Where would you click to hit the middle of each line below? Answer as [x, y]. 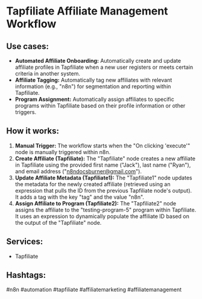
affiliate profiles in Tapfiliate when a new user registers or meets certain [104, 67]
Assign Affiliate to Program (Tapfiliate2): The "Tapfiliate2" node [96, 203]
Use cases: [28, 46]
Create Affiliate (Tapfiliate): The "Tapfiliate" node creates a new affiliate [105, 158]
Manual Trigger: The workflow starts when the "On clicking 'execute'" [103, 146]
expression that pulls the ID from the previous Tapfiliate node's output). [103, 190]
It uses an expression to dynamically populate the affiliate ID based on [102, 216]
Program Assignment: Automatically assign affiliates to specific [95, 99]
